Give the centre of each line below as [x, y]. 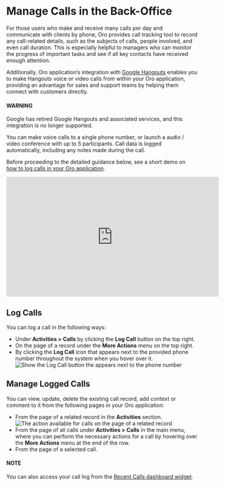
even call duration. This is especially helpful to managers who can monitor [99, 47]
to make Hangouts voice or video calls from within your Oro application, [96, 78]
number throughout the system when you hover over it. [84, 358]
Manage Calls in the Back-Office [89, 11]
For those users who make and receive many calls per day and [85, 28]
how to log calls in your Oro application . [56, 168]
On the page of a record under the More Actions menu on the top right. [104, 345]
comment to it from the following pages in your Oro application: [86, 405]
